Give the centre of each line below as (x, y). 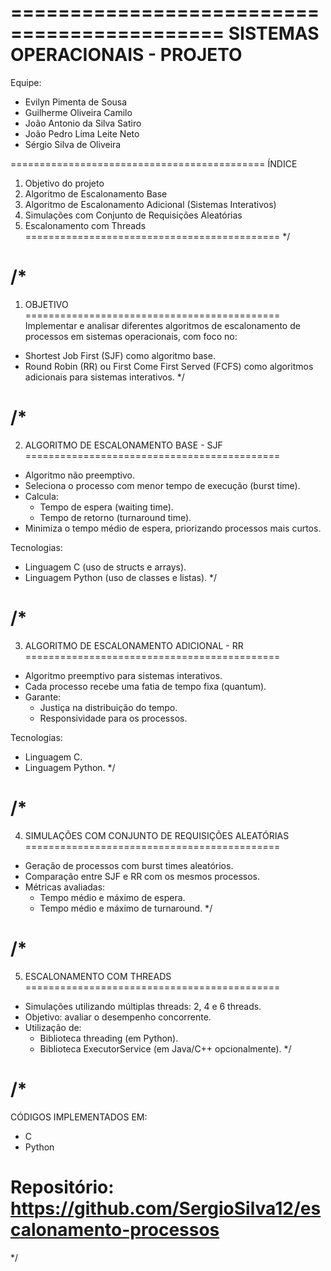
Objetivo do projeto (64, 183)
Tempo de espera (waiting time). (106, 507)
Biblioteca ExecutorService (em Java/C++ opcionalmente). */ (165, 1048)
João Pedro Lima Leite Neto (82, 133)
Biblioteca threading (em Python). (109, 1038)
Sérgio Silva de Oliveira (73, 144)
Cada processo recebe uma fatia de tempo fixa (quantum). (145, 686)
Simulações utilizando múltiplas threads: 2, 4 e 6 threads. (143, 1006)
